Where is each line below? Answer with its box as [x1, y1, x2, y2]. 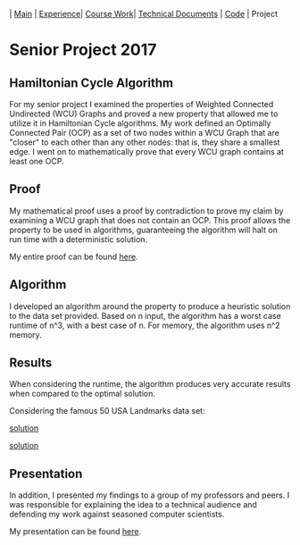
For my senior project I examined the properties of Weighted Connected [9, 99, 274, 109]
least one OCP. [9, 156, 64, 166]
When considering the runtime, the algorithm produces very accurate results [9, 379, 291, 390]
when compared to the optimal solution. [9, 389, 156, 399]
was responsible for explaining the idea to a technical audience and [9, 499, 257, 510]
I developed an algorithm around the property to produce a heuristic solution [9, 300, 291, 312]
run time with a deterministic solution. [9, 233, 148, 245]
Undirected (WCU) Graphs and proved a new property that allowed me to [9, 108, 279, 119]
